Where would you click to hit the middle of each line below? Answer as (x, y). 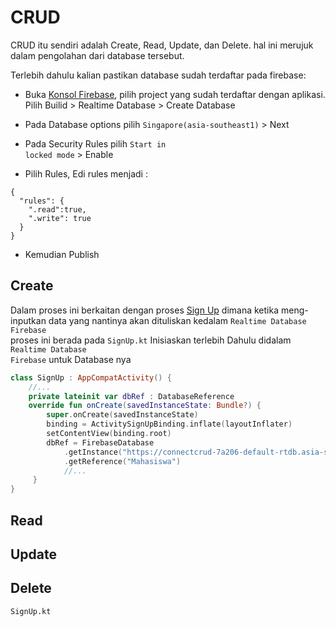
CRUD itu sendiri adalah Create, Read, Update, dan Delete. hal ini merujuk (162, 45)
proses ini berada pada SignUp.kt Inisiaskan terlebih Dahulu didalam (151, 340)
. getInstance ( (93, 452)
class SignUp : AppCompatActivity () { (91, 377)
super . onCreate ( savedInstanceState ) (122, 415)
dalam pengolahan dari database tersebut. (97, 55)
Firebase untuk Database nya (71, 359)
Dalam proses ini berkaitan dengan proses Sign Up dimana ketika (145, 310)
